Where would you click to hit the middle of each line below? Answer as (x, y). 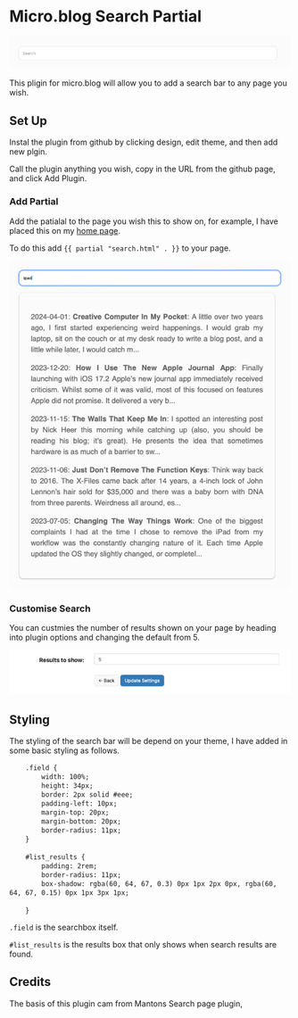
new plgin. (28, 152)
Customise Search (50, 608)
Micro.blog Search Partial (106, 17)
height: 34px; (67, 786)
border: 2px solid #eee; (87, 795)
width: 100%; (66, 777)
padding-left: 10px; (79, 803)
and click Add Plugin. (48, 178)
